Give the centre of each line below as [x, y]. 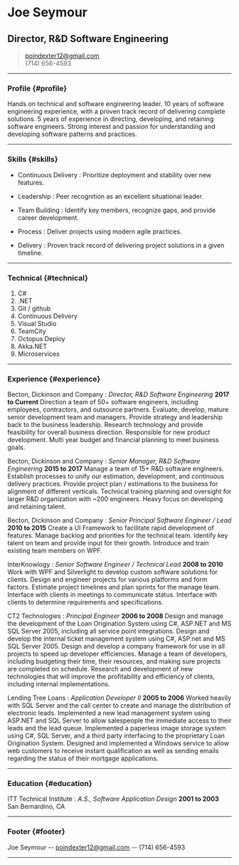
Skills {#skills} [33, 159]
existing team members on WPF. [55, 551]
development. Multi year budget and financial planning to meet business [113, 440]
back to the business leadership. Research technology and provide [105, 425]
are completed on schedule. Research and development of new [100, 669]
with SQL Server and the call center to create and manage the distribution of [119, 706]
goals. [16, 447]
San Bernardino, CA [36, 807]
